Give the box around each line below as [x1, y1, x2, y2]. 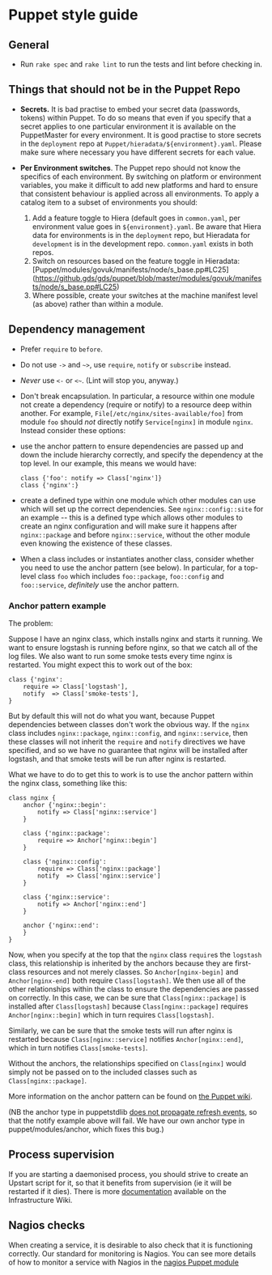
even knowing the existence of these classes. [19, 538, 172, 548]
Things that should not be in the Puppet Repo [8, 83, 241, 96]
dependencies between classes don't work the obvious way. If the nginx [8, 719, 249, 729]
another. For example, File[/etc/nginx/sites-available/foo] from [19, 408, 244, 418]
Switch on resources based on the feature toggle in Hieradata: [32, 256, 240, 266]
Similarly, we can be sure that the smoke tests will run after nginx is [8, 1026, 233, 1035]
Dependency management [8, 322, 146, 337]
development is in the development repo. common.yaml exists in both [32, 239, 253, 249]
